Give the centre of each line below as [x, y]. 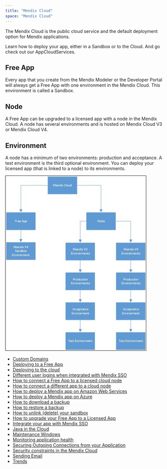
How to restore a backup [38, 407]
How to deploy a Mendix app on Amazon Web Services [70, 391]
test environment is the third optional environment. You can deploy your [80, 163]
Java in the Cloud [31, 429]
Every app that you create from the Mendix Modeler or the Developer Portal [84, 80]
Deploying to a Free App [38, 364]
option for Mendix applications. [38, 37]
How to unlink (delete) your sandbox [50, 413]
